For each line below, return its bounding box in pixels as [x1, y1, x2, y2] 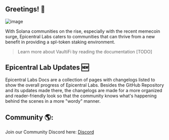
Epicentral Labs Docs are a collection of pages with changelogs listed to [5, 77, 155, 83]
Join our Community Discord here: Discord [5, 129, 94, 135]
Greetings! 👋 [5, 5, 45, 14]
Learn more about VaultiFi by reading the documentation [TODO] [17, 48, 152, 54]
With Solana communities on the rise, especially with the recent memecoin [5, 28, 160, 34]
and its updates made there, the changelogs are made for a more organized [5, 87, 162, 93]
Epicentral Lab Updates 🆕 [5, 63, 89, 72]
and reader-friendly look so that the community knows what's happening [5, 93, 157, 99]
